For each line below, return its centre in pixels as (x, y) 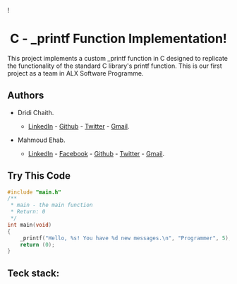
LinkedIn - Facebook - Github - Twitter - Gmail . (96, 153)
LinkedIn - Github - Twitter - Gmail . (79, 126)
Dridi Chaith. (36, 112)
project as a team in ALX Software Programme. (75, 73)
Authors (26, 96)
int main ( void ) (30, 225)
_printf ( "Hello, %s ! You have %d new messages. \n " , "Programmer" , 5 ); (126, 238)
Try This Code (39, 176)
